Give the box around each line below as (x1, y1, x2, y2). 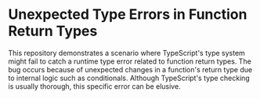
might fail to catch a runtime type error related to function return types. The (8, 57, 252, 66)
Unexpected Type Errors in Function (8, 5, 247, 24)
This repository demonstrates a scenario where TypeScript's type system (8, 48, 245, 57)
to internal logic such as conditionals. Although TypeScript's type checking (8, 73, 251, 82)
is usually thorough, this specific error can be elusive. (8, 81, 182, 91)
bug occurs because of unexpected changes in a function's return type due (8, 64, 253, 74)
